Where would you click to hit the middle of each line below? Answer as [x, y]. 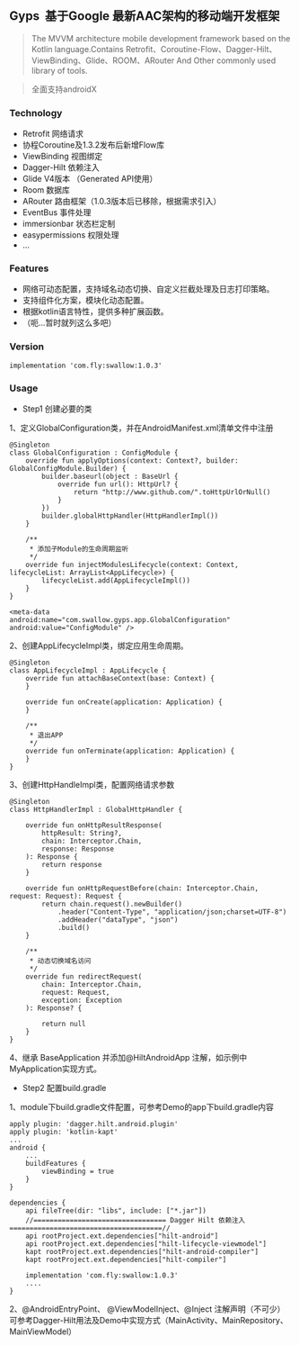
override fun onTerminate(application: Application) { [130, 751]
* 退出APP [46, 736]
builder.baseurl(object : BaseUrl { [110, 476]
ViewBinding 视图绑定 [62, 157]
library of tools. [59, 70]
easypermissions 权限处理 [70, 235]
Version [27, 347]
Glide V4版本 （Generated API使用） [90, 179]
